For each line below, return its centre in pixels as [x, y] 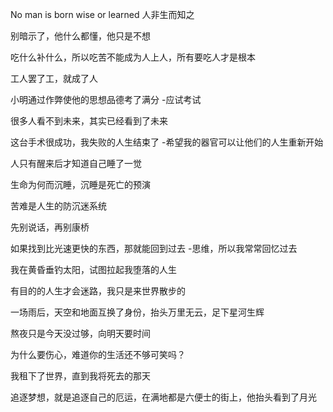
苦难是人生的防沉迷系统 [58, 206]
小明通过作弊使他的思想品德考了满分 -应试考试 [106, 99]
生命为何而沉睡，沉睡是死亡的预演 [80, 184]
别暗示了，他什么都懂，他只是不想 [80, 36]
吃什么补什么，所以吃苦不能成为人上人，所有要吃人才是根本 [133, 57]
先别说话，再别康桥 [50, 227]
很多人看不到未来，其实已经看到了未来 [89, 121]
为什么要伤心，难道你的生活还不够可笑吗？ [98, 354]
